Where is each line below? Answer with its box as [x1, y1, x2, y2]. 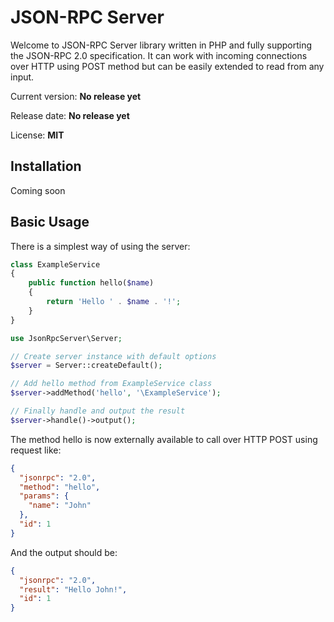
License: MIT [10, 129, 65, 141]
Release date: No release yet [10, 109, 130, 121]
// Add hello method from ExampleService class [10, 379, 213, 389]
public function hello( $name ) [28, 278, 155, 288]
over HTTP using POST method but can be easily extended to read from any [10, 60, 325, 72]
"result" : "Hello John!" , [19, 584, 128, 595]
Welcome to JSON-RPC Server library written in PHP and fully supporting [10, 39, 313, 51]
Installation [10, 158, 82, 175]
